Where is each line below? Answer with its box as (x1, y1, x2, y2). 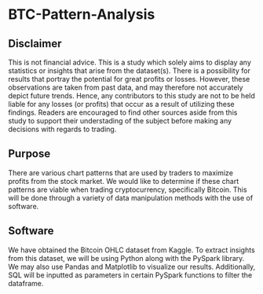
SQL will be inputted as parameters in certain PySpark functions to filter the (8, 270, 253, 280)
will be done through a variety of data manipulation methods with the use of (8, 193, 254, 202)
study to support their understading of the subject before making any (8, 116, 232, 125)
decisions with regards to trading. (8, 124, 117, 134)
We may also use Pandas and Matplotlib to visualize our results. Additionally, (8, 262, 256, 271)
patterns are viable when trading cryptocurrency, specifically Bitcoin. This (8, 185, 247, 194)
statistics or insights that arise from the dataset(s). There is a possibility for (8, 66, 251, 75)
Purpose (8, 147, 51, 160)
